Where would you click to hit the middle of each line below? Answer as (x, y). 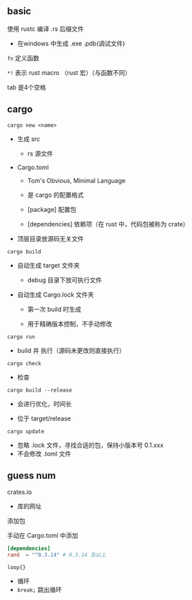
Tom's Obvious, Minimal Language (76, 180)
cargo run (21, 336)
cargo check (24, 363)
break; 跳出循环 (39, 590)
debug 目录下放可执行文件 (64, 280)
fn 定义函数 (23, 58)
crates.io (20, 492)
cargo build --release (40, 390)
